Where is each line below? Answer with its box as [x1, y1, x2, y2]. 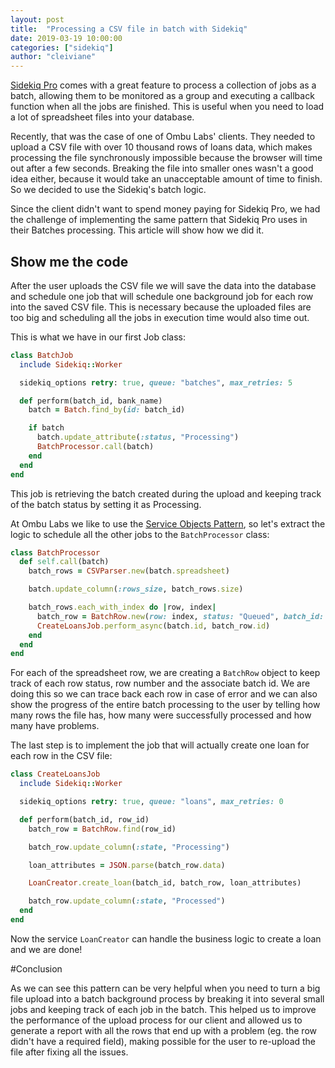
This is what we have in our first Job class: [10, 331, 186, 343]
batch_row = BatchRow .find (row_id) [28, 824, 177, 834]
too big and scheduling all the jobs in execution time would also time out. [10, 311, 310, 323]
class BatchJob [10, 350, 74, 360]
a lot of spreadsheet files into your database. [10, 111, 195, 123]
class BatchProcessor [10, 547, 101, 558]
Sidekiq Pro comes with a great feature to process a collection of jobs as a [10, 79, 317, 91]
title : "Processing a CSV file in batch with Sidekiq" [10, 24, 248, 34]
